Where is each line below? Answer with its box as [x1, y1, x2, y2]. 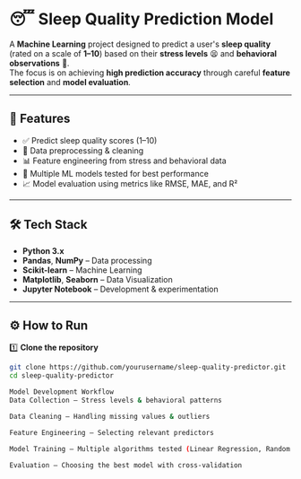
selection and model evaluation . [9, 76, 132, 87]
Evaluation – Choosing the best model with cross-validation [9, 460, 243, 470]
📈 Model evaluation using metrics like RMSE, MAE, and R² [21, 178, 238, 188]
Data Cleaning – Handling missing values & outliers [9, 412, 211, 421]
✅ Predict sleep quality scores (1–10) [21, 135, 158, 145]
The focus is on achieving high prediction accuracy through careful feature [9, 67, 291, 78]
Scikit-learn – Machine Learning [21, 265, 142, 275]
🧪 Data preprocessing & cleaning [21, 144, 144, 156]
